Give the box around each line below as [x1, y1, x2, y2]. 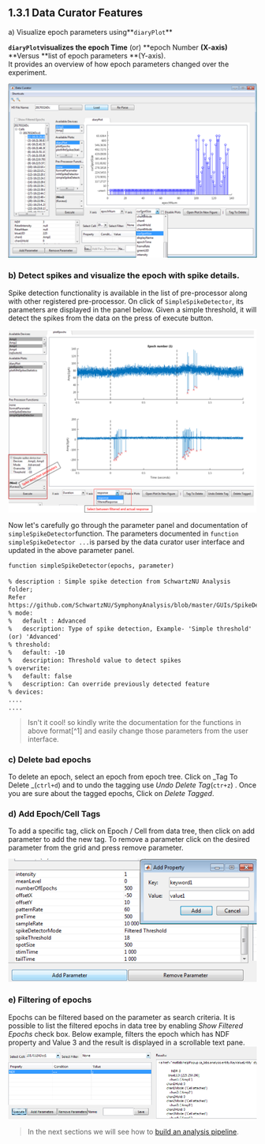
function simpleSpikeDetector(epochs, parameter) [8, 562, 175, 570]
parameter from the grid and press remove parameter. [8, 843, 184, 853]
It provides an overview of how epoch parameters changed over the [8, 59, 230, 69]
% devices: [8, 688, 44, 696]
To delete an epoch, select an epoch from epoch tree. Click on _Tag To [8, 772, 238, 781]
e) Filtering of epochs [8, 994, 92, 1005]
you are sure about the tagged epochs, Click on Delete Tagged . [8, 788, 215, 798]
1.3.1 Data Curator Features [8, 6, 144, 20]
